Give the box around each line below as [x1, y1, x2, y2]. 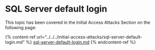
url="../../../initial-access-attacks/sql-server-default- [36, 34, 143, 40]
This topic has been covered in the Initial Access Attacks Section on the [5, 19, 151, 25]
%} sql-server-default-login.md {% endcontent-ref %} [26, 39, 136, 45]
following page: [5, 24, 37, 30]
